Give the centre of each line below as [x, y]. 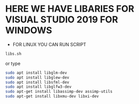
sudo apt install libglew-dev [37, 77]
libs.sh [13, 54]
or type [13, 63]
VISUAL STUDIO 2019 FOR [62, 20]
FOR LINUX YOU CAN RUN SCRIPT [49, 44]
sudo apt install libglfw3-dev [38, 87]
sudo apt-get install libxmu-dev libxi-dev [52, 96]
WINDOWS [29, 30]
